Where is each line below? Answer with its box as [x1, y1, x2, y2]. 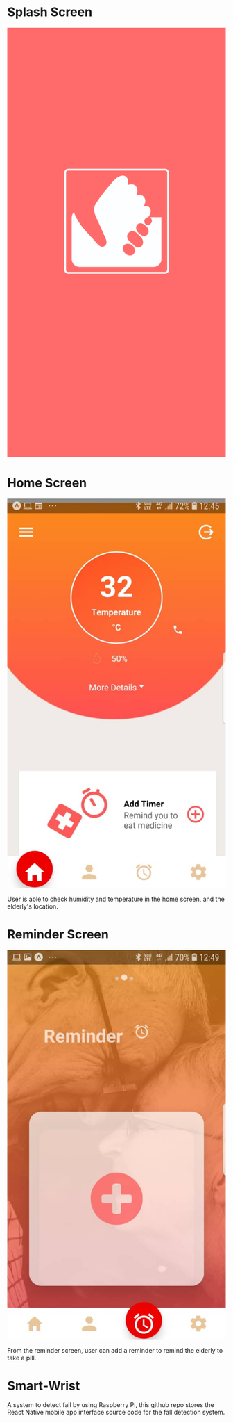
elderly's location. [7, 902, 59, 911]
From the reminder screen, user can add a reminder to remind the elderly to [7, 1346, 223, 1354]
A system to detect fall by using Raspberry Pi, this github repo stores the [7, 1401, 214, 1409]
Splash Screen [7, 4, 92, 20]
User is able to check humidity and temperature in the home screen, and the [7, 895, 225, 903]
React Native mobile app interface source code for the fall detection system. [7, 1408, 225, 1417]
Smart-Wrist [7, 1378, 80, 1394]
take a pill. [7, 1353, 37, 1362]
